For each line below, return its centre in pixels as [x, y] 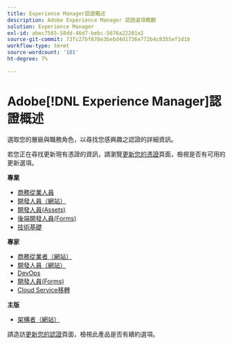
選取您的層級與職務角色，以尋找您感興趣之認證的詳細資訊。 [92, 139]
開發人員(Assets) [41, 210]
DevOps [29, 273]
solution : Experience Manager [51, 26]
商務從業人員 [35, 192]
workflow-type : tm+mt [38, 46]
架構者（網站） [38, 319]
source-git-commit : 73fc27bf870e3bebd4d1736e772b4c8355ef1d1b [99, 40]
